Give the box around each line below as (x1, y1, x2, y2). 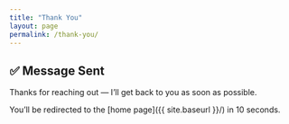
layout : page (9, 22, 59, 31)
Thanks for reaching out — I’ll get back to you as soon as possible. (9, 87, 257, 98)
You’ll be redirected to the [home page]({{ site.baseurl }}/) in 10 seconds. (9, 104, 281, 115)
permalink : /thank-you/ (9, 30, 99, 39)
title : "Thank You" (9, 13, 83, 22)
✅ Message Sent (9, 63, 106, 78)
